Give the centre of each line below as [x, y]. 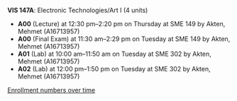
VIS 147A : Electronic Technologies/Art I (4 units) [78, 10]
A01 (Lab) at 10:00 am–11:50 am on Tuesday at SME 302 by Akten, [114, 54]
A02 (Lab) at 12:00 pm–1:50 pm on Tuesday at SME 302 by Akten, [114, 69]
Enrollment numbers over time [51, 90]
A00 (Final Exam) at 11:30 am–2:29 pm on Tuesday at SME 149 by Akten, [124, 39]
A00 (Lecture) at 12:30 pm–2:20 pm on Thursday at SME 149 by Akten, [121, 24]
